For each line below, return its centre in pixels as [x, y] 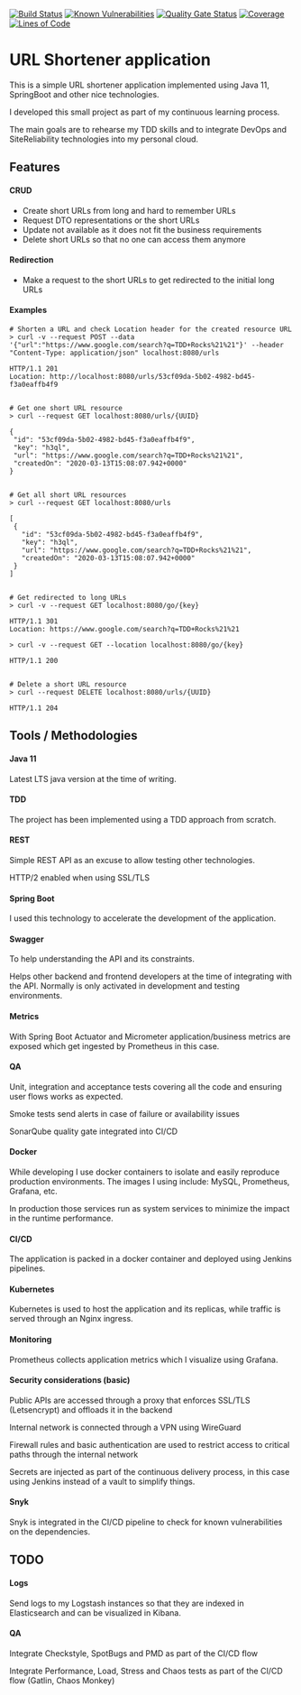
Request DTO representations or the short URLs [111, 220]
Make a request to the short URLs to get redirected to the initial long [148, 280]
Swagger [27, 939]
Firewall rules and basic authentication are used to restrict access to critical [150, 1444]
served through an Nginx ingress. [71, 1319]
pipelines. [27, 1268]
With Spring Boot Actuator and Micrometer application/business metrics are [150, 1036]
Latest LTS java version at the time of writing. [93, 778]
